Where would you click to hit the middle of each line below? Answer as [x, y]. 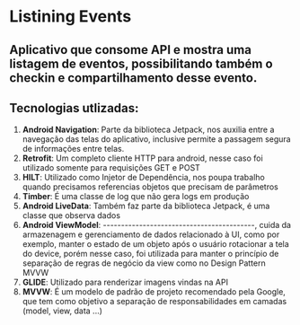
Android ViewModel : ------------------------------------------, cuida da [157, 225]
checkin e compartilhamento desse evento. [133, 78]
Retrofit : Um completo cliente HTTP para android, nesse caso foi [142, 158]
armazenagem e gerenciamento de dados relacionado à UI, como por [151, 234]
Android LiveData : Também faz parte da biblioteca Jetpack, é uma [146, 206]
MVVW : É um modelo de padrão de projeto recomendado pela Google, [154, 292]
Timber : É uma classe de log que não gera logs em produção [136, 197]
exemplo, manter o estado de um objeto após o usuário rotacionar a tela [155, 244]
